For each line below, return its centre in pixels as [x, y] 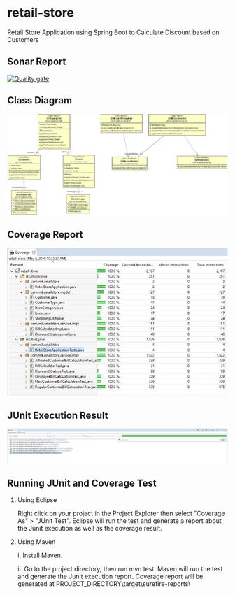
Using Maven [36, 542]
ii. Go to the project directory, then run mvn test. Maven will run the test [120, 569]
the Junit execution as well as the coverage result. [90, 529]
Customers [23, 39]
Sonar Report [37, 62]
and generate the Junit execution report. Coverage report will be [110, 576]
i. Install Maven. [40, 555]
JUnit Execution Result [58, 415]
